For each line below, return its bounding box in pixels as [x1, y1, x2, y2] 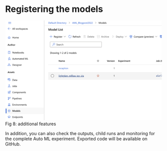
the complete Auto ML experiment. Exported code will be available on [5, 136, 148, 142]
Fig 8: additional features [5, 121, 56, 127]
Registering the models [5, 3, 103, 15]
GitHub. [5, 141, 21, 147]
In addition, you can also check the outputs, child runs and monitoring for [5, 131, 155, 137]
